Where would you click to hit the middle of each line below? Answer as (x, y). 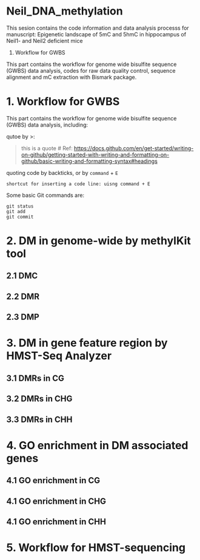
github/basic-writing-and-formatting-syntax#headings (89, 161)
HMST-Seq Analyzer (59, 356)
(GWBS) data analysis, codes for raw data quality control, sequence (91, 70)
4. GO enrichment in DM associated (98, 445)
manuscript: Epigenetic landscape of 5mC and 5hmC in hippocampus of (96, 34)
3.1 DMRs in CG (35, 378)
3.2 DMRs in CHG (39, 399)
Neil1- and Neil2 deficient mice (45, 41)
